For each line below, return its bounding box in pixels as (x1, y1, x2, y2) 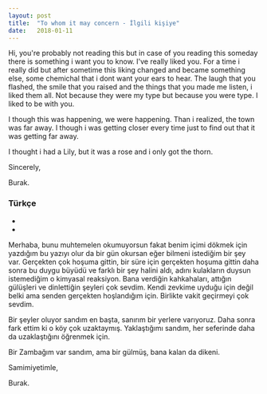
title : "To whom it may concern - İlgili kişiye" (8, 19, 180, 27)
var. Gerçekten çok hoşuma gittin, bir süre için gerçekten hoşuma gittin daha (8, 257, 259, 266)
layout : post (8, 11, 52, 20)
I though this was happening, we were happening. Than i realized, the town (8, 115, 255, 124)
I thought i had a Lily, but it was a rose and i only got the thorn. (8, 147, 214, 156)
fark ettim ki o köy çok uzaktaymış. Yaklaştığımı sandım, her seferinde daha (8, 323, 255, 333)
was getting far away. (8, 132, 80, 141)
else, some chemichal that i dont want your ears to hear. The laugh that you (8, 73, 257, 84)
